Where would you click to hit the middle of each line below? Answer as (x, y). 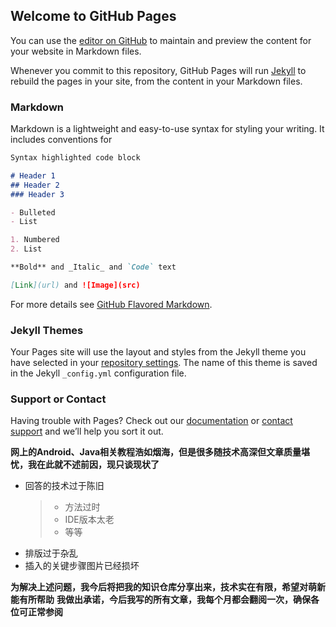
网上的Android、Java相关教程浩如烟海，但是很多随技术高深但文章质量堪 (160, 452)
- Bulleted (33, 212)
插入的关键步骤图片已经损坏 (82, 566)
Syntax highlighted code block (75, 158)
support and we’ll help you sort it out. (87, 431)
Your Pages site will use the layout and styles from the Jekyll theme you (158, 352)
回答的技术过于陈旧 (64, 486)
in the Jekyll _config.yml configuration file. (98, 373)
